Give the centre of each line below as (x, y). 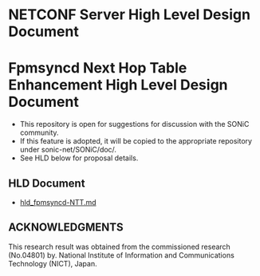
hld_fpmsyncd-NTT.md (58, 202)
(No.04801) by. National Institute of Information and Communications (122, 255)
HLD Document (47, 183)
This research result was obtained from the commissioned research (120, 246)
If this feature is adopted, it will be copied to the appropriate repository (136, 141)
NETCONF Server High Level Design (130, 15)
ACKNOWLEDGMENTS (66, 228)
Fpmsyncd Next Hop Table (98, 68)
